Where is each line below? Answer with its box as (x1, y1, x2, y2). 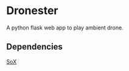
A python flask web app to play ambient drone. (6, 24, 124, 31)
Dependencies (6, 42, 63, 52)
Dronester (6, 4, 58, 18)
